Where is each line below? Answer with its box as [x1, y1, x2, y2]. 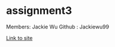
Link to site [6, 34, 33, 41]
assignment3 [6, 4, 73, 17]
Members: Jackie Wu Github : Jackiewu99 [6, 23, 109, 30]
